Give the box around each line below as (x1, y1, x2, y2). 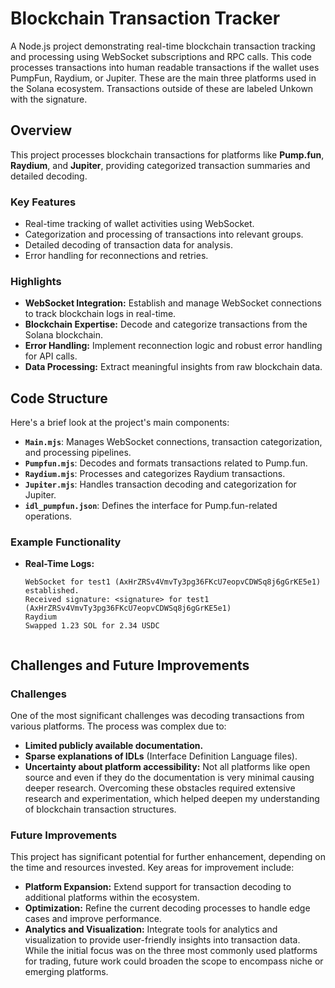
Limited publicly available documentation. (24, 740, 204, 752)
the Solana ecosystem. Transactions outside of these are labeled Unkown (10, 82, 314, 94)
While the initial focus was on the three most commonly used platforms (24, 945, 318, 957)
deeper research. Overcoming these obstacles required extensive (24, 782, 296, 794)
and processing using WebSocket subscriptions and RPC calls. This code (10, 50, 312, 62)
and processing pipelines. (24, 447, 132, 459)
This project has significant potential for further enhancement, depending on (10, 851, 326, 863)
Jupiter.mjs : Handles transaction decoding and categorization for (24, 478, 297, 491)
